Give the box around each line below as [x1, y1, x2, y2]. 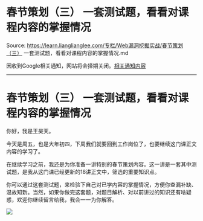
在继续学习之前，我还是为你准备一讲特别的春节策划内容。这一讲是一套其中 [6, 161, 192, 168]
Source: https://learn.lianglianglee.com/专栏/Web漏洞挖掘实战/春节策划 [6, 42, 184, 49]
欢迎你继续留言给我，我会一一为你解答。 [16, 196, 118, 203]
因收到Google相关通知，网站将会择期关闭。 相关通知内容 [6, 62, 146, 69]
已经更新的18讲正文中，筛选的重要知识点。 [53, 168, 160, 175]
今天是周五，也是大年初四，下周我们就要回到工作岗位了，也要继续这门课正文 [6, 140, 197, 147]
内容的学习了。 [6, 147, 43, 155]
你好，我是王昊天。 [6, 127, 54, 135]
